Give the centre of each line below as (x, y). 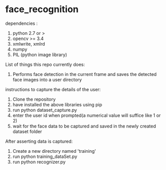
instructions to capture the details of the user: (53, 89)
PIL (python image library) (40, 55)
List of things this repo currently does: (45, 64)
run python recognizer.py (39, 162)
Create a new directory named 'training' (54, 151)
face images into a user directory (47, 79)
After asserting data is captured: (39, 141)
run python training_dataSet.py (45, 156)
